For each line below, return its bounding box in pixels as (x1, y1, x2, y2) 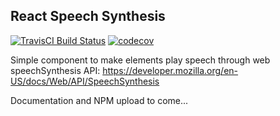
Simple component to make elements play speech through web (10, 54, 271, 66)
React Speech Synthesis (10, 8, 166, 25)
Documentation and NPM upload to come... (10, 94, 189, 106)
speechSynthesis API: (10, 64, 101, 76)
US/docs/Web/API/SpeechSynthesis (10, 75, 160, 87)
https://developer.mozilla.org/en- (102, 64, 239, 76)
